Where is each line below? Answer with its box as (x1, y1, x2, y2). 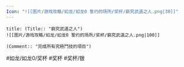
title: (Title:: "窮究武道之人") (6, 26, 83, 32)
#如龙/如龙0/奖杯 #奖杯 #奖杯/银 (6, 54, 85, 62)
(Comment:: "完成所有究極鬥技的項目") (6, 43, 92, 49)
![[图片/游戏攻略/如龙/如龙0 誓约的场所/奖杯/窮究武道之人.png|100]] (6, 32, 160, 38)
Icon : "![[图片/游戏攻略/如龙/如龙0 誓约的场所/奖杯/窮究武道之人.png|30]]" (6, 8, 179, 15)
